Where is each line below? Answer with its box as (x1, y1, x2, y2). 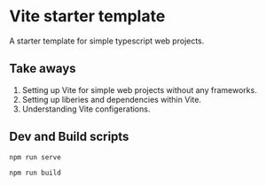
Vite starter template (9, 6, 166, 27)
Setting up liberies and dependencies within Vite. (21, 94, 202, 105)
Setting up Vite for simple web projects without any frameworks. (21, 84, 257, 95)
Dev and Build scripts (9, 129, 129, 144)
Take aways (9, 61, 77, 76)
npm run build (9, 168, 62, 177)
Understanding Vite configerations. (21, 104, 151, 114)
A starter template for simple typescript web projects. (9, 35, 205, 46)
